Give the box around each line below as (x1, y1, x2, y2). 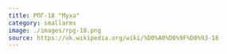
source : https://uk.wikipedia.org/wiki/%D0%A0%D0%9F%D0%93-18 (8, 33, 219, 42)
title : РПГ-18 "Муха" (8, 11, 80, 20)
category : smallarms (8, 19, 77, 27)
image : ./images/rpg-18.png (8, 26, 102, 34)
